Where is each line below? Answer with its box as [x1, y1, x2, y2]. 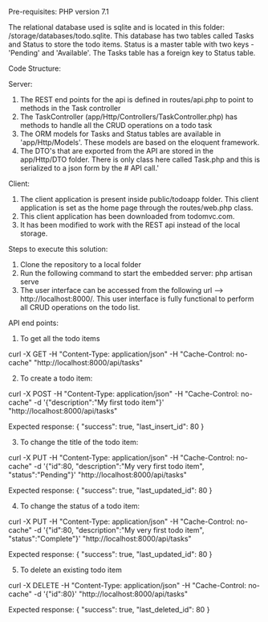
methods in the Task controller [19, 104, 121, 113]
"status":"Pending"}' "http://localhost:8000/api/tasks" [8, 470, 187, 480]
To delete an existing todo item [19, 565, 123, 575]
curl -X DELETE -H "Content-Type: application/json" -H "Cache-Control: [8, 581, 247, 590]
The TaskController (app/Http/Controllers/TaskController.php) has [19, 112, 238, 122]
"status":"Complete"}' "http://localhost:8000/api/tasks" [8, 534, 192, 543]
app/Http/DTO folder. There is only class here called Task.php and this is [19, 154, 261, 164]
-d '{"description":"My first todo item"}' [33, 398, 164, 407]
